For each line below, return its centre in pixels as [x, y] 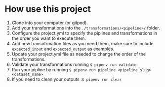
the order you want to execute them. [49, 38]
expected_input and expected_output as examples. [63, 49]
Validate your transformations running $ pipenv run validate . [75, 64]
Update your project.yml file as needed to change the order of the [79, 54]
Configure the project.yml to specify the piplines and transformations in [84, 33]
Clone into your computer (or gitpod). [50, 23]
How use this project [48, 9]
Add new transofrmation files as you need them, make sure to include [82, 43]
